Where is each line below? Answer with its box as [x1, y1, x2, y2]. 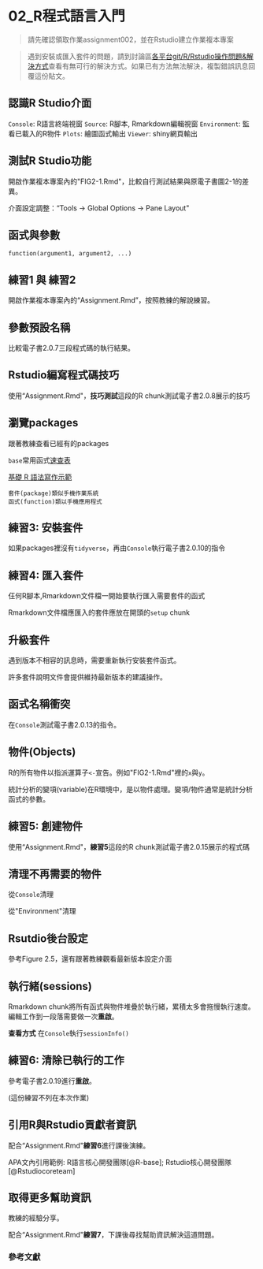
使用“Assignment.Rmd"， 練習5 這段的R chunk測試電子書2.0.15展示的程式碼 [8, 842, 250, 851]
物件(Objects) [8, 746, 76, 759]
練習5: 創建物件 [8, 820, 83, 833]
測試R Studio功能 [8, 154, 92, 168]
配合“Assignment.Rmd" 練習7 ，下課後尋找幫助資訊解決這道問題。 [8, 1230, 219, 1240]
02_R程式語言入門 [8, 7, 126, 25]
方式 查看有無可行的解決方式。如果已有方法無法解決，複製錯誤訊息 [34, 61, 249, 71]
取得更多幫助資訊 [8, 1191, 91, 1204]
